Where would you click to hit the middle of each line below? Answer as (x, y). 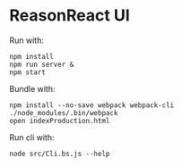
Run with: (27, 40)
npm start (28, 72)
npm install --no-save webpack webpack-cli (92, 105)
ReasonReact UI (70, 16)
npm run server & (42, 64)
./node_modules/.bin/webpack (64, 113)
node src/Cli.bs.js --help (60, 154)
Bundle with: (32, 88)
